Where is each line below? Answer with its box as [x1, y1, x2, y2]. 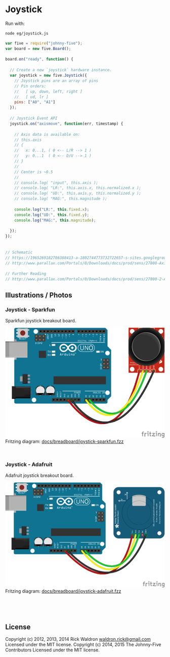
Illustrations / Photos [5, 291, 72, 300]
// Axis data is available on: [14, 132, 80, 137]
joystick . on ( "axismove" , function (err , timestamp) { [10, 121, 123, 126]
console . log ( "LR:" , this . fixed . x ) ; [14, 207, 90, 212]
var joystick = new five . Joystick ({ [10, 73, 87, 78]
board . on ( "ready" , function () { [5, 57, 73, 62]
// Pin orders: [14, 83, 47, 88]
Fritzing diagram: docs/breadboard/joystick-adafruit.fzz [5, 588, 121, 594]
